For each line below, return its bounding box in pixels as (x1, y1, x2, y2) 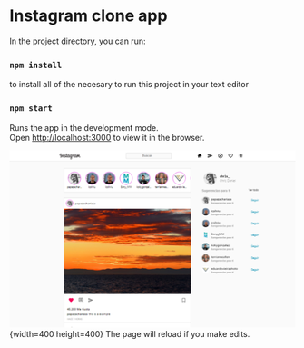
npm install (9, 60, 63, 70)
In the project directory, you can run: (9, 35, 146, 46)
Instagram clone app (9, 5, 168, 26)
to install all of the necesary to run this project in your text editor (9, 79, 250, 90)
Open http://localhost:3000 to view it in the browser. (9, 132, 205, 143)
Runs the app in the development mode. (9, 122, 159, 133)
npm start (9, 104, 53, 114)
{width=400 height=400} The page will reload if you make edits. (9, 329, 250, 340)
